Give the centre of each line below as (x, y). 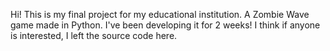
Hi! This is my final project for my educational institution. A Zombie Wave (160, 14)
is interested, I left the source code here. (94, 35)
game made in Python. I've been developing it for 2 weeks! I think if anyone (165, 25)
